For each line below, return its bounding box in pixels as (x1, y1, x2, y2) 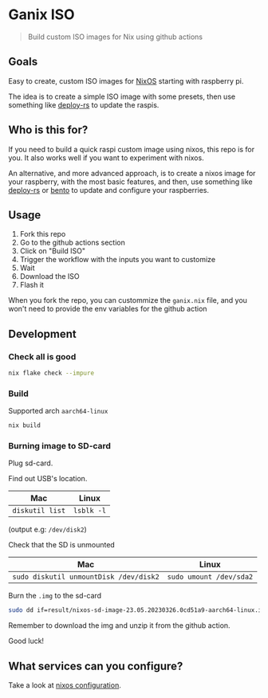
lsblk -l (73, 506, 106, 516)
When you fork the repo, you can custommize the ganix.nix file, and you (8, 296, 247, 305)
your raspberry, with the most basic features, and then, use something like (8, 177, 253, 186)
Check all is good (8, 351, 77, 362)
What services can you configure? (8, 659, 183, 673)
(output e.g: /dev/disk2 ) (8, 524, 88, 535)
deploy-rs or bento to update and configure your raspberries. (8, 185, 210, 194)
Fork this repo (19, 229, 66, 239)
